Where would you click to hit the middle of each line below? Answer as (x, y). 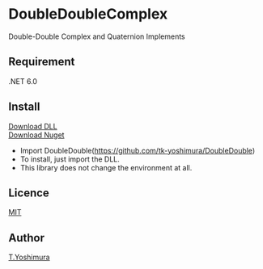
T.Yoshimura (29, 257)
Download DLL (33, 126)
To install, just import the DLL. (70, 159)
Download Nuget (36, 135)
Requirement (42, 62)
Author (26, 238)
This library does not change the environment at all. (106, 167)
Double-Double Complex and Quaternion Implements (97, 36)
